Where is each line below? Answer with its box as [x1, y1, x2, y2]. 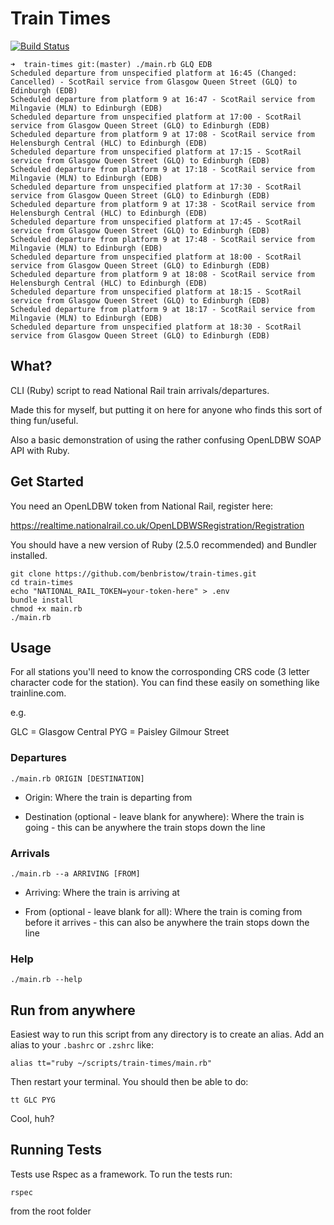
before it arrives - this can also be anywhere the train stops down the [24, 916, 310, 928]
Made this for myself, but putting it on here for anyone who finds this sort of [10, 403, 323, 416]
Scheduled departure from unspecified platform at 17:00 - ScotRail [10, 112, 302, 122]
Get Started [10, 473, 84, 491]
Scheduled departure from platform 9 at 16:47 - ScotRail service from [10, 94, 315, 104]
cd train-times [10, 577, 74, 587]
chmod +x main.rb [10, 603, 83, 614]
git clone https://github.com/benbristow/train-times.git [10, 568, 257, 579]
